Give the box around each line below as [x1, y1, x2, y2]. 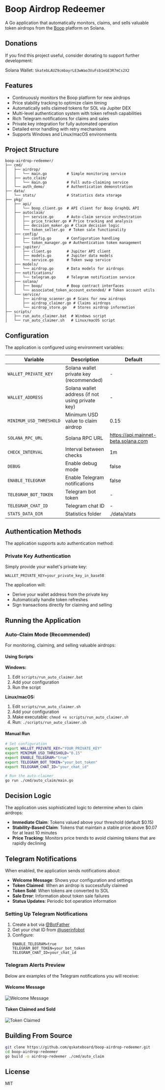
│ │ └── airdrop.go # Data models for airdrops [5, 266, 124, 272]
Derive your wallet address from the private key [12, 591, 109, 597]
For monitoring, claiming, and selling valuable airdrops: [5, 642, 116, 648]
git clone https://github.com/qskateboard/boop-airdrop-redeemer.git [5, 1045, 151, 1050]
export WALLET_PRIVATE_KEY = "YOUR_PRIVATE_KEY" [5, 746, 102, 751]
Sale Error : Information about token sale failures [12, 893, 110, 899]
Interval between [65, 446, 104, 453]
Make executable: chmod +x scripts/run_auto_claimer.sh [12, 714, 129, 720]
